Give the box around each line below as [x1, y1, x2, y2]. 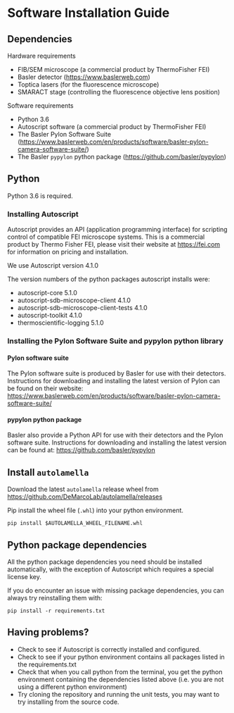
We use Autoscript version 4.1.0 [7, 261, 99, 270]
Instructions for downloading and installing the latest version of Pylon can [7, 377, 220, 385]
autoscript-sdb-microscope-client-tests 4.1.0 [17, 304, 148, 312]
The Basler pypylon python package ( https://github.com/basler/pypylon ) [17, 153, 227, 161]
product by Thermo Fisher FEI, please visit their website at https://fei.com [7, 240, 221, 249]
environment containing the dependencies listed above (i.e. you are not [17, 675, 224, 683]
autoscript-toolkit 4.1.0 [17, 311, 83, 320]
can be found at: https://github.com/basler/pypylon [7, 446, 156, 454]
